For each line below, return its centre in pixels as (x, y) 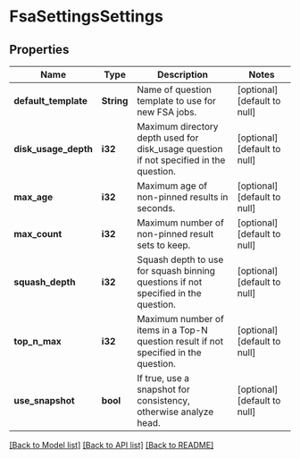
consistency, (163, 400)
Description (183, 75)
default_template (50, 101)
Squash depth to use (180, 259)
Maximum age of (172, 186)
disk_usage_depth (54, 149)
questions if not (170, 282)
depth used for (168, 138)
